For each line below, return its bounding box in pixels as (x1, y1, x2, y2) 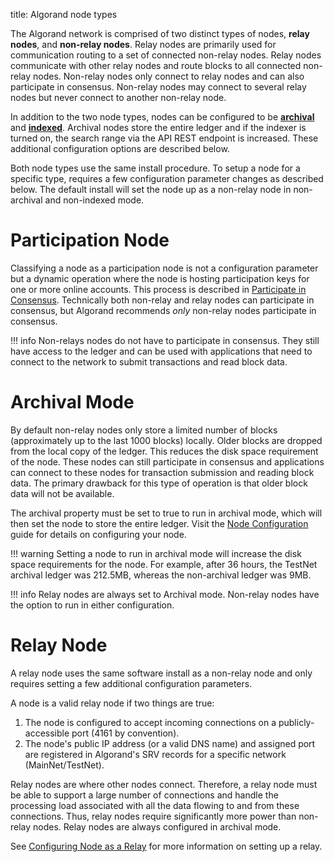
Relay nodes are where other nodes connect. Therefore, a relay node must (10, 778, 318, 790)
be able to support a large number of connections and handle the (10, 789, 279, 801)
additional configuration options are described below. (10, 143, 230, 154)
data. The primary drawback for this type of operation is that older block (10, 477, 308, 489)
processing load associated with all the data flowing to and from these (10, 799, 300, 811)
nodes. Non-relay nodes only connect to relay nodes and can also (33, 70, 305, 82)
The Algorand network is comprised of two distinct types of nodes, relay (10, 28, 310, 39)
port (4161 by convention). (71, 727, 180, 739)
